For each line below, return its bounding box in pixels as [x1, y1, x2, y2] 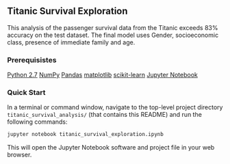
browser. [7, 150, 32, 159]
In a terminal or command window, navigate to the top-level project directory [7, 103, 223, 111]
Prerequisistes [7, 55, 57, 64]
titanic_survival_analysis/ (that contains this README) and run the [7, 111, 202, 119]
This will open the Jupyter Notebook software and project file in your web [7, 143, 215, 152]
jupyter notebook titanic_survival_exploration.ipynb [7, 131, 164, 138]
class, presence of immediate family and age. [7, 38, 136, 46]
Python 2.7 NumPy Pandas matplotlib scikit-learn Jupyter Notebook [7, 71, 199, 79]
